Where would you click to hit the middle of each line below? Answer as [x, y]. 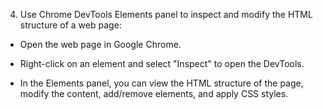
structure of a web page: [70, 25]
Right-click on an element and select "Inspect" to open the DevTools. [162, 63]
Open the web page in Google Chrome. [100, 44]
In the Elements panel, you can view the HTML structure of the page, [161, 83]
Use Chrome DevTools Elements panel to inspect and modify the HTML [166, 14]
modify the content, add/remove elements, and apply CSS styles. [154, 93]
